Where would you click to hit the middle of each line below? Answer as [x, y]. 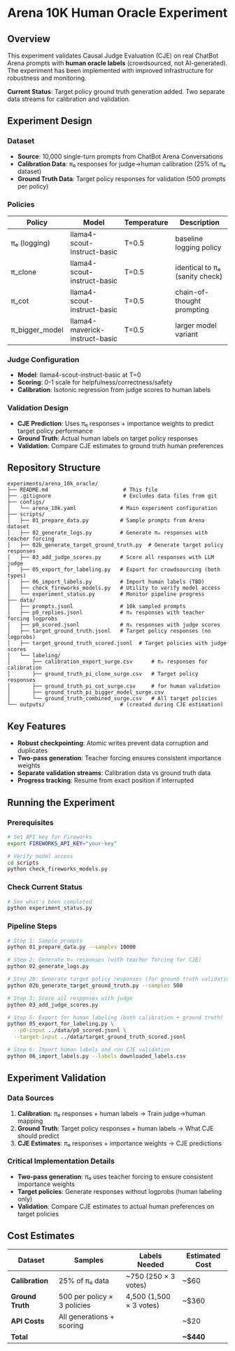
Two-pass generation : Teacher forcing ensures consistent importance [119, 758]
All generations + [86, 1317]
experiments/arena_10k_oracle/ [53, 484]
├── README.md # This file [83, 490]
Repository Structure [54, 468]
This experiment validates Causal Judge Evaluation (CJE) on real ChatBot [113, 55]
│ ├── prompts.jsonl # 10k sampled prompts [97, 607]
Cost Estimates [41, 1236]
